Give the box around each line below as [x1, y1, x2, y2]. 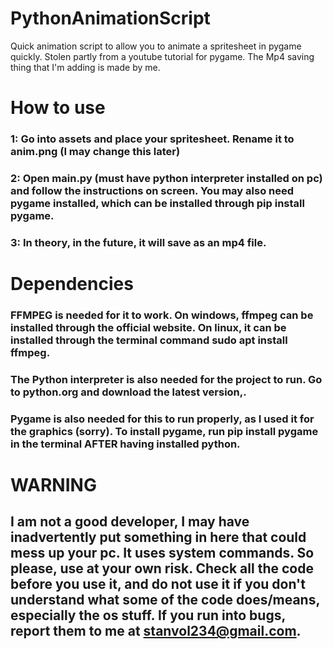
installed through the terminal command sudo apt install [10, 333, 288, 347]
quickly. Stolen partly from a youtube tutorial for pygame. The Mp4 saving [10, 50, 315, 62]
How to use [10, 97, 106, 119]
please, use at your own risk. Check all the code [10, 560, 314, 577]
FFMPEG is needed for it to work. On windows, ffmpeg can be [10, 308, 314, 322]
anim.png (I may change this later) [10, 145, 181, 159]
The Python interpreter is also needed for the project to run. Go [10, 372, 323, 386]
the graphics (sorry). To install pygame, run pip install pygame [10, 424, 319, 438]
